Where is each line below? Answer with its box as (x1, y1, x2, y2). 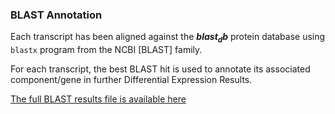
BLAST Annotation (10, 8, 103, 22)
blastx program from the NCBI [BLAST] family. (10, 44, 203, 56)
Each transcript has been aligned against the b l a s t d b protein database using (10, 31, 326, 45)
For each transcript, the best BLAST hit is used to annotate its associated (10, 63, 311, 75)
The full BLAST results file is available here (10, 93, 187, 105)
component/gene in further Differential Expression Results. (10, 74, 253, 86)
